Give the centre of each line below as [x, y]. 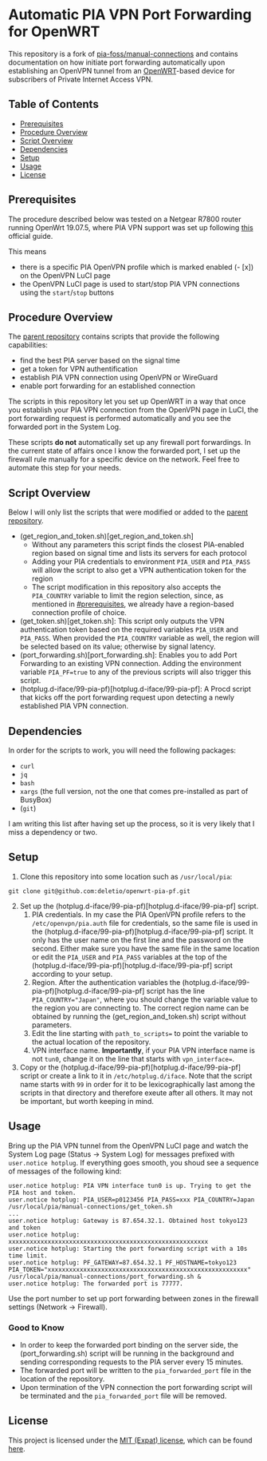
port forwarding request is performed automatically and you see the [120, 419]
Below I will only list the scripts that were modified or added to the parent [128, 512]
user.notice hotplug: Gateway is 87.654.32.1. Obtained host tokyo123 [128, 1221]
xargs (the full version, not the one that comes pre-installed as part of [134, 791]
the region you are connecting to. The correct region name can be [140, 1007]
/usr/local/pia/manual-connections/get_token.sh [90, 1207]
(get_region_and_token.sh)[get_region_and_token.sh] [106, 536]
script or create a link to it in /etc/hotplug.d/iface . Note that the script [136, 1075]
